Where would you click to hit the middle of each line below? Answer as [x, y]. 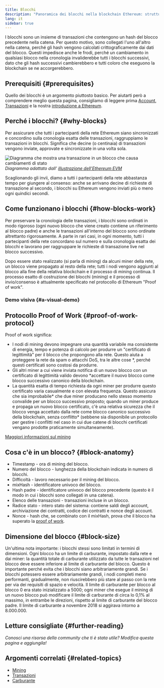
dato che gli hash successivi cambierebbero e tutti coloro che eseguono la [80, 63]
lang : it [14, 19]
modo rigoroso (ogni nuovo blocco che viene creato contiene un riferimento [81, 226]
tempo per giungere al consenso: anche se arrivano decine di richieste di [79, 183]
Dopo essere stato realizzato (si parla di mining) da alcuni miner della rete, [80, 261]
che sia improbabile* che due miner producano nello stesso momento [82, 396]
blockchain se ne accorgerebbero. [40, 68]
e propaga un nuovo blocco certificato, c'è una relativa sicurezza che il [83, 407]
